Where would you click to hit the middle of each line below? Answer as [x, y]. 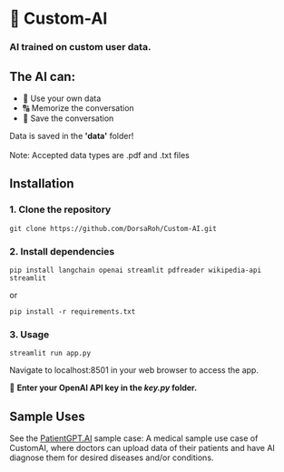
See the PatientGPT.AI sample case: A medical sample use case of [134, 438]
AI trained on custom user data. [80, 47]
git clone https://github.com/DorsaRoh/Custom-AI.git [113, 228]
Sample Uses [47, 416]
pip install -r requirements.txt [73, 311]
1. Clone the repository [60, 210]
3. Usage [29, 334]
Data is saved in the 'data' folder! [72, 136]
